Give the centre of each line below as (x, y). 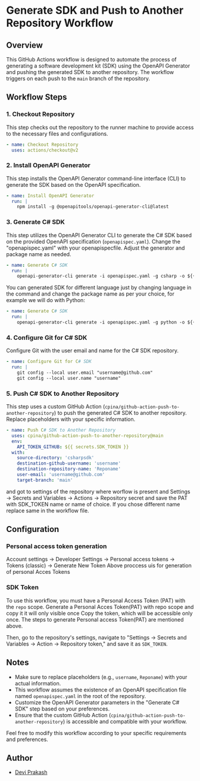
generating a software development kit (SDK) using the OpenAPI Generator (98, 66)
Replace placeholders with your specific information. (71, 419)
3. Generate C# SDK (36, 222)
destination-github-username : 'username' (69, 463)
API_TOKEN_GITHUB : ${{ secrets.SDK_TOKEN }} (73, 447)
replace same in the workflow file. (48, 511)
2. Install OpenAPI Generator (48, 165)
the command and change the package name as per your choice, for (90, 294)
